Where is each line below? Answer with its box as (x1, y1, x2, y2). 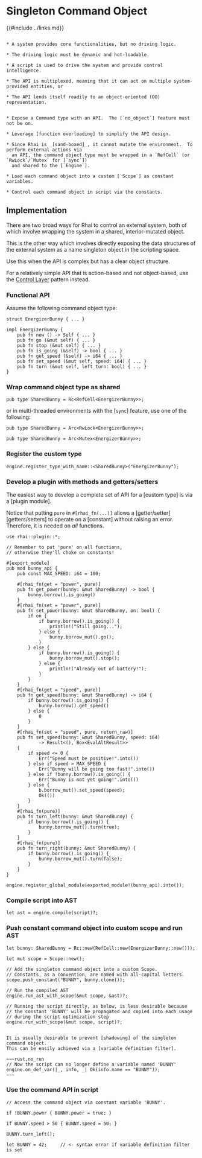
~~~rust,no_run (6, 1056, 45, 1062)
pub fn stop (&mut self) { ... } (17, 343, 101, 349)
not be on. (6, 120, 34, 126)
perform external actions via (6, 147, 83, 153)
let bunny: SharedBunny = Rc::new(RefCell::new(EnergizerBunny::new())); (6, 945, 196, 951)
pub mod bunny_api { (6, 565, 58, 571)
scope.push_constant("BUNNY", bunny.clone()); (6, 976, 125, 983)
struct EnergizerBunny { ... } (6, 316, 85, 322)
